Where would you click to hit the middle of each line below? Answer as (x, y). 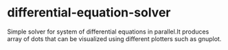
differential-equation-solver (89, 13)
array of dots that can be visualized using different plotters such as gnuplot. (114, 38)
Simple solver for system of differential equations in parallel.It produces (108, 32)
